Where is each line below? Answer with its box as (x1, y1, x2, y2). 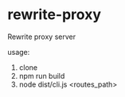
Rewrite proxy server (7, 32, 76, 41)
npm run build (18, 71, 65, 80)
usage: (7, 47, 30, 56)
